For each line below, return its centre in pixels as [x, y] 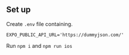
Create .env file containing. [39, 24]
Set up [19, 10]
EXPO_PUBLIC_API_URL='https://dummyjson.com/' [65, 35]
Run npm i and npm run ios [39, 46]
